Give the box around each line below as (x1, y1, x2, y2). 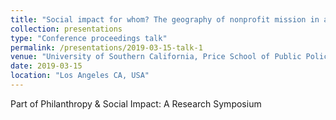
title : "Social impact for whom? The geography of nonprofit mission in (10, 14, 320, 25)
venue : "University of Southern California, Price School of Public (10, 52, 302, 62)
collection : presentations (10, 24, 123, 34)
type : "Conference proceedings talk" (10, 33, 168, 43)
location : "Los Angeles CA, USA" (10, 71, 150, 81)
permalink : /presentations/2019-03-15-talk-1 (10, 42, 203, 53)
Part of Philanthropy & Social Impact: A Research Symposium (10, 97, 262, 110)
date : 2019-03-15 (10, 61, 83, 71)
